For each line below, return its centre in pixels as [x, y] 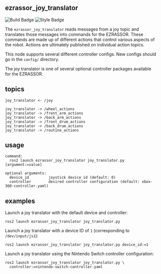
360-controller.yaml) [27, 186]
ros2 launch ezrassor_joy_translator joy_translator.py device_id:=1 [77, 245]
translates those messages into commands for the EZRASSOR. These [74, 34]
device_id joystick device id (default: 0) [63, 178]
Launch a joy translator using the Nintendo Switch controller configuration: [80, 254]
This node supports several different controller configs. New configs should [81, 54]
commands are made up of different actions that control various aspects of [80, 39]
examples [20, 201]
